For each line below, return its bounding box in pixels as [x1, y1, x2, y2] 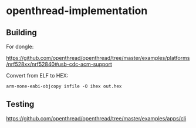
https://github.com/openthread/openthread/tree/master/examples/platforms [6, 55, 190, 61]
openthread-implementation [6, 4, 148, 18]
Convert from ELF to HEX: [6, 72, 69, 79]
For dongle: [6, 43, 34, 50]
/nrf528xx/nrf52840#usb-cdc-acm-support [6, 60, 113, 68]
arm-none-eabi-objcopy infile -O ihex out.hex [6, 83, 122, 89]
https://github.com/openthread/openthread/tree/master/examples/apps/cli [6, 114, 187, 122]
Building [6, 28, 37, 38]
